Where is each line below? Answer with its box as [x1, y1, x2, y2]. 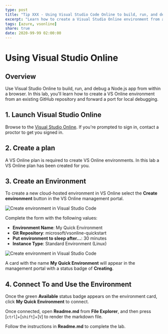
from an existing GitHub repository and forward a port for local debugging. [5, 96, 158, 102]
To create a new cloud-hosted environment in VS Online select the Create [5, 190, 157, 196]
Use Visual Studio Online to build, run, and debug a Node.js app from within [5, 86, 161, 91]
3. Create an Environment [5, 177, 86, 186]
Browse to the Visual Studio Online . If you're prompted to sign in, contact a [5, 124, 159, 130]
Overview [5, 72, 36, 81]
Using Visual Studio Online [5, 52, 118, 64]
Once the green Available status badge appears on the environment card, [5, 293, 157, 299]
